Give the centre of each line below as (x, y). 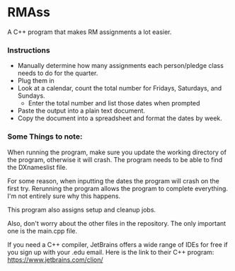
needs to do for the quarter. (58, 73)
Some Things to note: (45, 137)
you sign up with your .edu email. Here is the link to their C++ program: (111, 252)
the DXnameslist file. (37, 167)
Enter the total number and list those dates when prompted (114, 103)
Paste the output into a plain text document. (81, 111)
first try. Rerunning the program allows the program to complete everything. (118, 188)
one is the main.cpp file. (42, 231)
